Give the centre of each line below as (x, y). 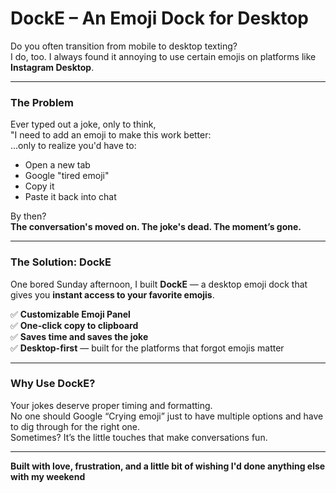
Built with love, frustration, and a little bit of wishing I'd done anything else (168, 466)
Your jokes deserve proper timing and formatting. (111, 405)
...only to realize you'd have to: (73, 146)
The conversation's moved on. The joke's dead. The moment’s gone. (156, 227)
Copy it (39, 186)
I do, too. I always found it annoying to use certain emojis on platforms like (163, 56)
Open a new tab (57, 165)
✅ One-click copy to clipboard (74, 325)
